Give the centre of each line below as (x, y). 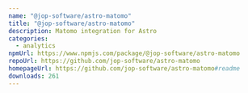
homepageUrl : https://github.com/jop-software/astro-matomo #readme (124, 69)
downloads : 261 (34, 76)
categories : (28, 38)
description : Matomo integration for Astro (83, 31)
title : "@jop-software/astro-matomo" (72, 23)
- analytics (36, 46)
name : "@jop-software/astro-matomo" (70, 16)
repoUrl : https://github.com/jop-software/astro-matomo (104, 61)
